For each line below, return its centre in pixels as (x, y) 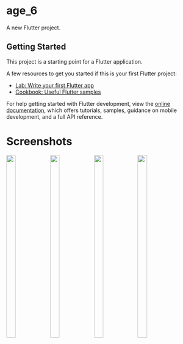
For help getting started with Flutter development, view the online (88, 103)
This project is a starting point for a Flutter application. (74, 61)
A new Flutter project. (34, 28)
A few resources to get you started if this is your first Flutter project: (91, 73)
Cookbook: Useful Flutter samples (58, 92)
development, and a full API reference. (55, 116)
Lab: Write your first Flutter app (55, 85)
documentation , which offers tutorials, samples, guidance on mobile (91, 110)
